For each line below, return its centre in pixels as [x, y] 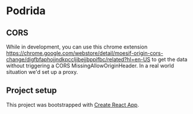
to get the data [169, 59]
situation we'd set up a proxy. [42, 72]
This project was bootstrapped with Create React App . [73, 105]
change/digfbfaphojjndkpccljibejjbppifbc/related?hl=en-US [78, 59]
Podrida [26, 11]
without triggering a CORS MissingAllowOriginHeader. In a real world [90, 66]
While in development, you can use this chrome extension [77, 47]
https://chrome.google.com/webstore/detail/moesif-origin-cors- [85, 53]
